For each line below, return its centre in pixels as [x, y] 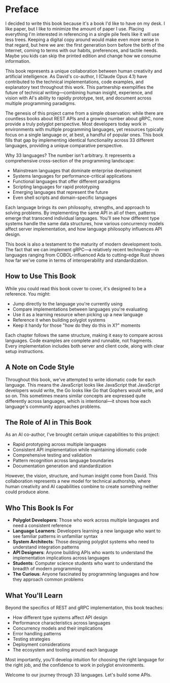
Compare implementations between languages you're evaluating [80, 309]
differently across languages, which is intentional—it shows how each [78, 401]
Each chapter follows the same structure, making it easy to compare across [84, 335]
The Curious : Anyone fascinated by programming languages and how [86, 574]
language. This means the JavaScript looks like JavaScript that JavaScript [83, 385]
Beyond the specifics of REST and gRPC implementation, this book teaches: [84, 608]
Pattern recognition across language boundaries [63, 461]
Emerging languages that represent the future [60, 192]
